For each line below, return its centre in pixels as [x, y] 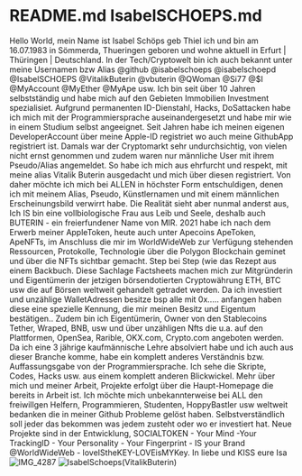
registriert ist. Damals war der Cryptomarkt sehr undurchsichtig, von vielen [148, 146]
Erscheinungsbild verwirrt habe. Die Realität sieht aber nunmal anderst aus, [149, 203]
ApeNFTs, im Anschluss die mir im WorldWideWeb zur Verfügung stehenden [151, 242]
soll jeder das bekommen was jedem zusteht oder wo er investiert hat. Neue [151, 424]
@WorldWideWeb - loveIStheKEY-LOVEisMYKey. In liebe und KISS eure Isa [148, 453]
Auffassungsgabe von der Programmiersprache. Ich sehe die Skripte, [138, 366]
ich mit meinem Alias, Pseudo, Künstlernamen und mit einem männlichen [144, 194]
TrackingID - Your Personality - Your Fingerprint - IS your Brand [128, 443]
